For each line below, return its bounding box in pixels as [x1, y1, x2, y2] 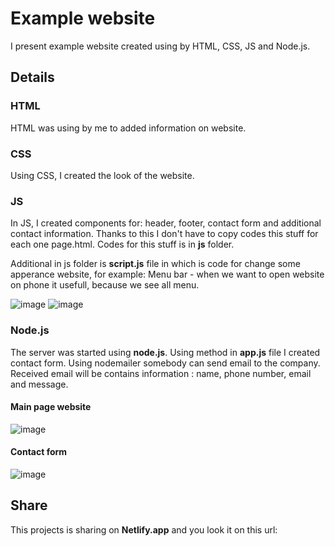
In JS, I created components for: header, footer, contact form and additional [10, 217, 322, 229]
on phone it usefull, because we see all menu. [10, 279, 200, 291]
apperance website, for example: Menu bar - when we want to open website [10, 268, 325, 281]
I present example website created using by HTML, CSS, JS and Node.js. [10, 40, 311, 52]
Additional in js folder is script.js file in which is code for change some [10, 258, 301, 270]
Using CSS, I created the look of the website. [10, 169, 195, 181]
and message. [10, 378, 69, 390]
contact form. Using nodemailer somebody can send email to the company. [10, 357, 321, 369]
